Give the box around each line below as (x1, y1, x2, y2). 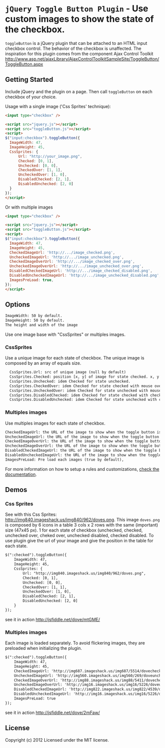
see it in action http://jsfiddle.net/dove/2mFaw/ (5, 710, 100, 715)
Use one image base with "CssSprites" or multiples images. (5, 331, 126, 337)
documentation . (5, 471, 37, 477)
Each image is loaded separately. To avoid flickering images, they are (5, 640, 145, 646)
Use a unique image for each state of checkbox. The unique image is (5, 355, 145, 361)
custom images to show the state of (5, 13, 154, 25)
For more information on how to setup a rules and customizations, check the (5, 466, 160, 472)
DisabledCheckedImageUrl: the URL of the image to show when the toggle (5, 448, 157, 453)
